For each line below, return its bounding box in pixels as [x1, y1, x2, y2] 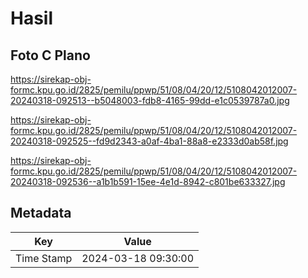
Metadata [10, 205, 72, 222]
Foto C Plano [10, 47, 91, 64]
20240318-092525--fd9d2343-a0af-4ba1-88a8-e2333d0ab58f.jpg [10, 135, 289, 147]
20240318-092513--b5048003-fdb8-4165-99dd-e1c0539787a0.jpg [10, 95, 290, 106]
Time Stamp [15, 251, 73, 265]
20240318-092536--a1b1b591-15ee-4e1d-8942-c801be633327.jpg [10, 176, 286, 187]
